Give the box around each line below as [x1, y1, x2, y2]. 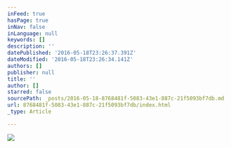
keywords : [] [7, 36, 46, 43]
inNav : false [7, 23, 46, 30]
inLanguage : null [7, 29, 58, 37]
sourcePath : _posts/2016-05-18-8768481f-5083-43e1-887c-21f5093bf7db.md [7, 95, 225, 102]
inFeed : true [7, 10, 46, 18]
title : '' [7, 75, 37, 83]
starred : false [7, 88, 52, 95]
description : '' [7, 43, 55, 50]
